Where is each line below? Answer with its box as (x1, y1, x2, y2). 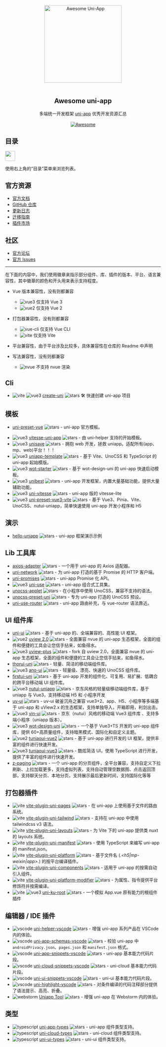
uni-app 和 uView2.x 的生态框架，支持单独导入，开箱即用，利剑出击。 (18, 704, 161, 710)
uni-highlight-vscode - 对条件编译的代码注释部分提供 (34, 981, 158, 987)
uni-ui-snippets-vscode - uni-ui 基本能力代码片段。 (34, 975, 155, 981)
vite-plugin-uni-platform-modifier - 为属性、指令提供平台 (26, 877, 158, 883)
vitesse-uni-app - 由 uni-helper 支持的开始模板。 (29, 434, 145, 440)
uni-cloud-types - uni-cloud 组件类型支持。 (39, 1030, 144, 1036)
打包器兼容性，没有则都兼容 (12, 315, 69, 322)
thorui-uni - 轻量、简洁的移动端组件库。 (12, 661, 110, 667)
